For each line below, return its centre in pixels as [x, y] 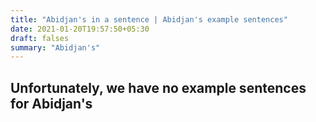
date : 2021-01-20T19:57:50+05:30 [80, 29]
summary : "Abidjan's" [55, 47]
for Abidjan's [51, 103]
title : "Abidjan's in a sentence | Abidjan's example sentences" [149, 19]
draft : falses [40, 38]
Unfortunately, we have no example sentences [158, 87]
